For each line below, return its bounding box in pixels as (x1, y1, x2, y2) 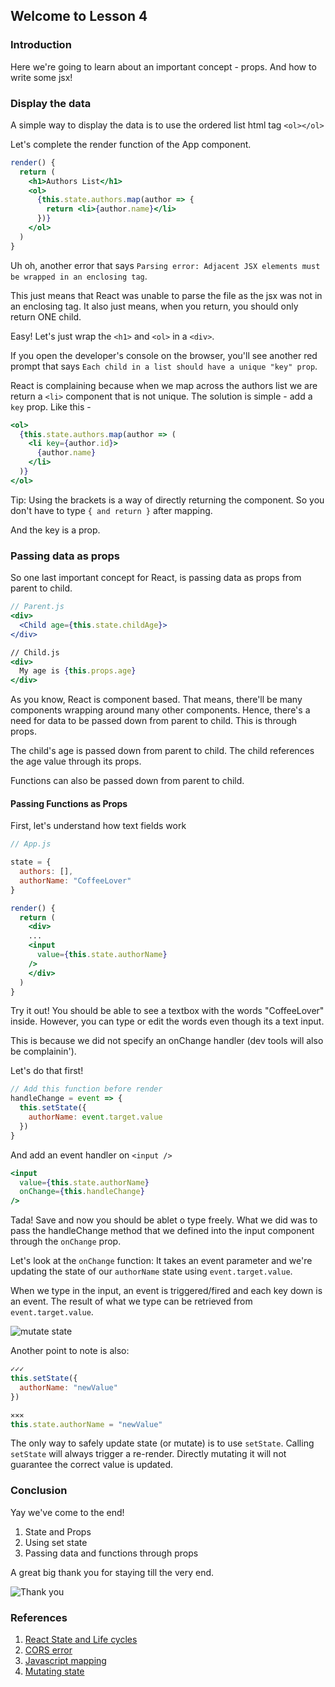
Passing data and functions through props (24, 1547, 199, 1559)
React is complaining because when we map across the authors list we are (10, 379, 318, 391)
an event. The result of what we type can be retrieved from (10, 1295, 253, 1308)
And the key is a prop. (10, 524, 101, 536)
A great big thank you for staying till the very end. (10, 1566, 215, 1578)
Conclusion (10, 1484, 68, 1498)
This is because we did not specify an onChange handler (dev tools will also (10, 1035, 324, 1047)
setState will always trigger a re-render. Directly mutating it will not (10, 1448, 287, 1460)
